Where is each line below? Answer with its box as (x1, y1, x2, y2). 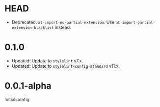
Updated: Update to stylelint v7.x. (11, 57, 83, 64)
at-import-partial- (115, 20, 156, 25)
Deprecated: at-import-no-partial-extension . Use (11, 19, 115, 25)
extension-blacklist (11, 25, 54, 30)
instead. (54, 24, 72, 30)
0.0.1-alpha (4, 80, 52, 91)
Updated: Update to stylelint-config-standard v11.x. (11, 63, 120, 69)
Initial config (4, 96, 30, 102)
